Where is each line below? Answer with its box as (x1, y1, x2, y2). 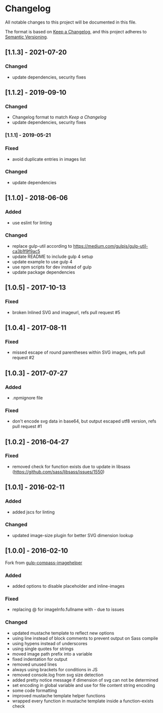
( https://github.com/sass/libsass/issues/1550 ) (12, 469, 105, 475)
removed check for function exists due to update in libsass (12, 463, 131, 469)
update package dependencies (12, 269, 75, 275)
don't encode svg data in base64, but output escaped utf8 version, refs (12, 418, 157, 424)
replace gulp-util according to (12, 243, 72, 249)
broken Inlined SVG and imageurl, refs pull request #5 (12, 309, 121, 315)
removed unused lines (12, 661, 57, 667)
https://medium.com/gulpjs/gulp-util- (73, 243, 148, 249)
